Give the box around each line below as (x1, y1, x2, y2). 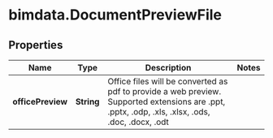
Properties (8, 38, 63, 52)
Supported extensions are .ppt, (107, 96, 226, 107)
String (75, 96, 100, 107)
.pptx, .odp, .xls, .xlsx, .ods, (107, 106, 210, 117)
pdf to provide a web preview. (107, 86, 222, 97)
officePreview (12, 96, 67, 107)
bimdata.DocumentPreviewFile (8, 6, 222, 24)
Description (145, 63, 192, 73)
